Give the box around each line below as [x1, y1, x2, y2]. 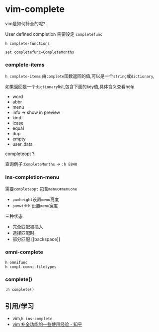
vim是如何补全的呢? [5, 20, 46, 26]
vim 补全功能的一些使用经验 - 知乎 [12, 321, 82, 327]
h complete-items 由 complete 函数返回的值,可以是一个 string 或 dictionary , [5, 73, 155, 79]
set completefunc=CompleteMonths [5, 50, 75, 55]
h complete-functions [5, 41, 50, 46]
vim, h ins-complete [12, 315, 53, 321]
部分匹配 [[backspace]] [12, 236, 61, 242]
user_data [12, 141, 33, 147]
